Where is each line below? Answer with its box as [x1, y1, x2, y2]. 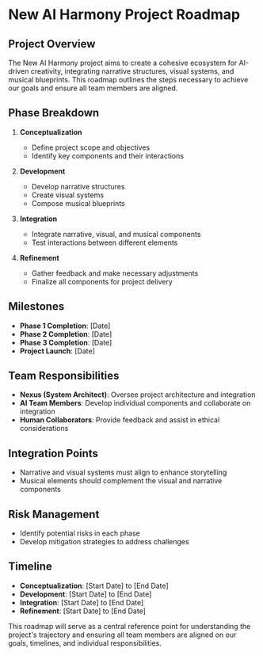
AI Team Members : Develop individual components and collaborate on [19, 399, 251, 408]
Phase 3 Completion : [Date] [19, 338, 112, 347]
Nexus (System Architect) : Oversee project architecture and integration [19, 390, 256, 399]
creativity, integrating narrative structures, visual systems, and [30, 67, 234, 76]
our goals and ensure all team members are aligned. [8, 83, 178, 93]
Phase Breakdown [8, 106, 100, 120]
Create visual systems [31, 190, 105, 200]
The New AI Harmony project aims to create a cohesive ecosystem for [8, 58, 238, 67]
